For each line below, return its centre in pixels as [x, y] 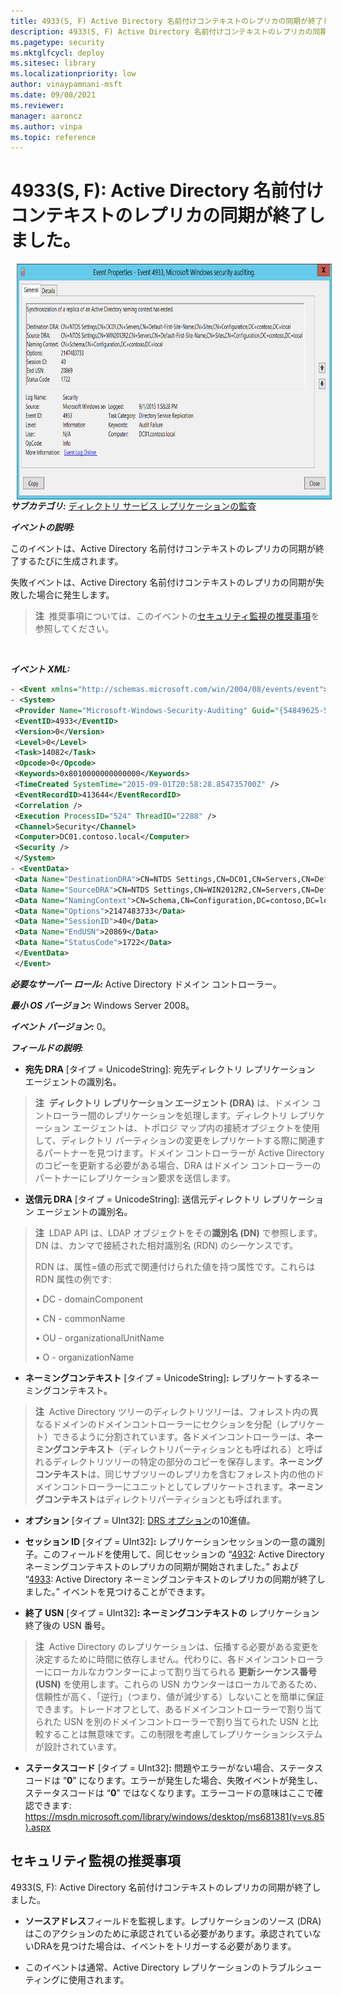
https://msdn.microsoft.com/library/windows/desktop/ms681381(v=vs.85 [174, 1816]
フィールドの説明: [47, 1047]
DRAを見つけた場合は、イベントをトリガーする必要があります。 [165, 1946]
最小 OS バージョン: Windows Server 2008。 [102, 1005]
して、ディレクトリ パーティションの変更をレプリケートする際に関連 [175, 1140]
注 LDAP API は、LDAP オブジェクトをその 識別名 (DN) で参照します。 [178, 1232]
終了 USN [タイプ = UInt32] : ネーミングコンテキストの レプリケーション [172, 1612]
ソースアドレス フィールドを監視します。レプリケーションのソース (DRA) [173, 1921]
